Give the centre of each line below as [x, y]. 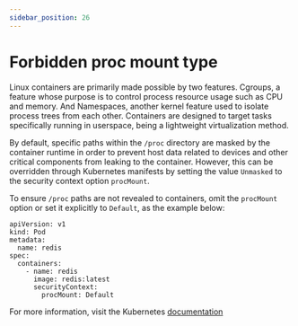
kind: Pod [28, 232]
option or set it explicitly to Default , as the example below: [117, 207]
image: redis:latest [71, 279]
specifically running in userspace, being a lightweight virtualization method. [149, 125]
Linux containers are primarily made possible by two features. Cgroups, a [145, 87]
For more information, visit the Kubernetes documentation [116, 312]
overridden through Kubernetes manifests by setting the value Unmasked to [146, 171]
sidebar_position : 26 [50, 18]
